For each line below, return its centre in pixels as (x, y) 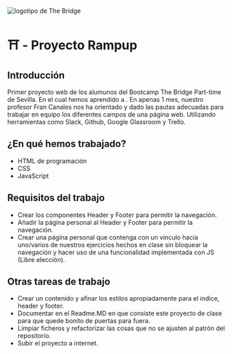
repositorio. (34, 336)
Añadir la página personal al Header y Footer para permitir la (105, 222)
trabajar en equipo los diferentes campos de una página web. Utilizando (111, 114)
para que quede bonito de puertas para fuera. (84, 321)
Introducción (36, 75)
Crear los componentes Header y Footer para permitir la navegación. (117, 215)
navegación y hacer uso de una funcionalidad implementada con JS (116, 252)
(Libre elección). (41, 259)
